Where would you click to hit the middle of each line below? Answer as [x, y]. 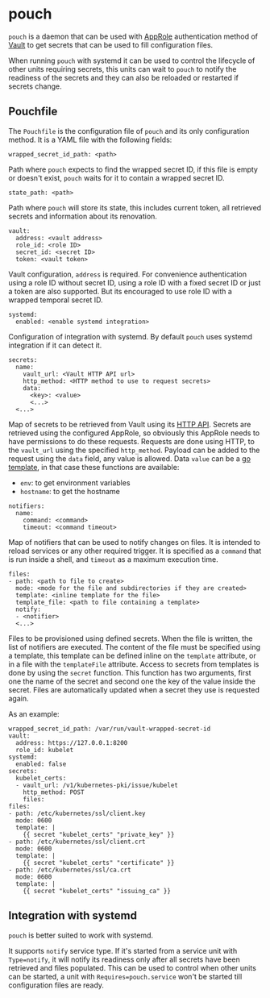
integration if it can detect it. [55, 345]
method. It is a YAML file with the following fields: [90, 139]
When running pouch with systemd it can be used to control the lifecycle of [132, 60]
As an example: [34, 713]
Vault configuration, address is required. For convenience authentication [128, 274]
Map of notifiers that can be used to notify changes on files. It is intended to [134, 542]
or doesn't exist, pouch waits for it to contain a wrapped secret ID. [116, 177]
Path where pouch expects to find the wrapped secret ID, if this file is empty [133, 169]
